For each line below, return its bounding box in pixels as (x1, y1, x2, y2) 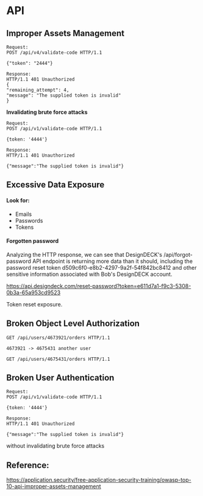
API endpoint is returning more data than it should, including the (32, 257, 193, 265)
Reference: (6, 460, 49, 470)
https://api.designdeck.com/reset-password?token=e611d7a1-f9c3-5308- (6, 282, 191, 289)
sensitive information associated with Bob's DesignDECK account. (6, 270, 173, 278)
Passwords (15, 217, 43, 224)
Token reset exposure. (6, 300, 63, 308)
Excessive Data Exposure (6, 180, 105, 190)
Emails (15, 210, 32, 218)
